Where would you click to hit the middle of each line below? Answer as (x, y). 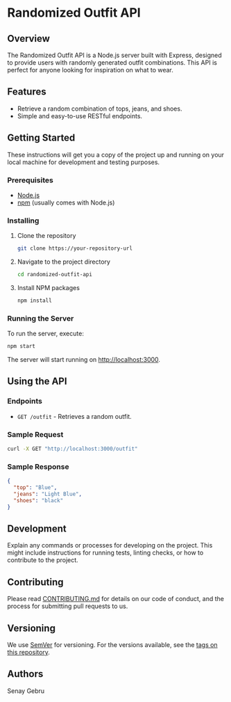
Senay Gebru (26, 691)
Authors (25, 674)
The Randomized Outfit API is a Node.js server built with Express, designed (114, 55)
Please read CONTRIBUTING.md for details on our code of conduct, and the (115, 599)
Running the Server (41, 318)
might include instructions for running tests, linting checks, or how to (105, 553)
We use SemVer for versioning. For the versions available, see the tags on (112, 644)
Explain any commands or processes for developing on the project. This (110, 545)
